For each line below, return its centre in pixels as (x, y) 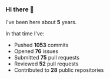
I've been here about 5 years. (41, 22)
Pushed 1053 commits (41, 45)
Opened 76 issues (36, 51)
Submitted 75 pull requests (47, 58)
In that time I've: (25, 34)
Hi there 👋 (20, 9)
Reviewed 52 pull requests (46, 64)
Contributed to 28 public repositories (59, 70)
